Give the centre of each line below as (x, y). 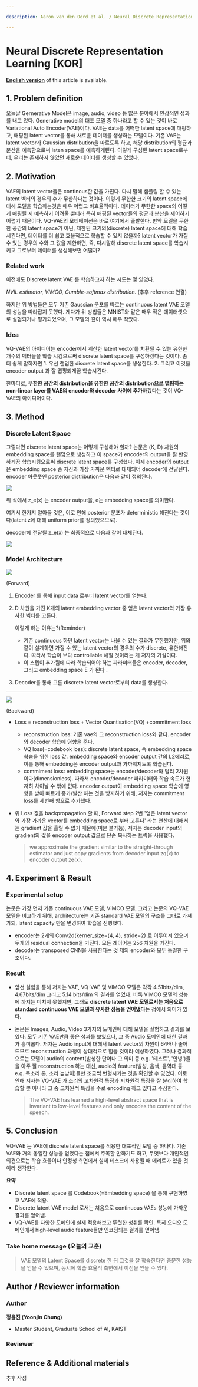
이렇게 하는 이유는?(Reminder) (50, 628)
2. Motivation (31, 177)
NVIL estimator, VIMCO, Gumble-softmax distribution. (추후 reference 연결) (97, 292)
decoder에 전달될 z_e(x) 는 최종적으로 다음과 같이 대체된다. (75, 533)
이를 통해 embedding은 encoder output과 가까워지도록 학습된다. (98, 763)
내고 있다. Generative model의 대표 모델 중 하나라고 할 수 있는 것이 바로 (95, 121)
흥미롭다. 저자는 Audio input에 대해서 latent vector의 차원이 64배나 (99, 1043)
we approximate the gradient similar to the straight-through (101, 847)
